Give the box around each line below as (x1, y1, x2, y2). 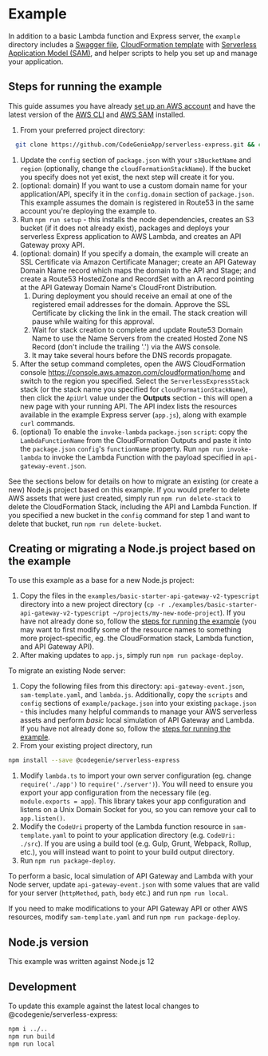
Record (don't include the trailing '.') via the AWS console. (31, 341, 221, 352)
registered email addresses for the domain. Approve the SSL (31, 299, 231, 309)
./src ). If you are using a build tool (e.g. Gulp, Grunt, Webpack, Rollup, (19, 839, 252, 848)
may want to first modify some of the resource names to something (19, 625, 242, 635)
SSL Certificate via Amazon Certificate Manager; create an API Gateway (19, 257, 257, 266)
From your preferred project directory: (19, 125, 146, 134)
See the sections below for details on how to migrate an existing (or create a (8, 476, 259, 486)
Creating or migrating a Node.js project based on (8, 542, 256, 556)
